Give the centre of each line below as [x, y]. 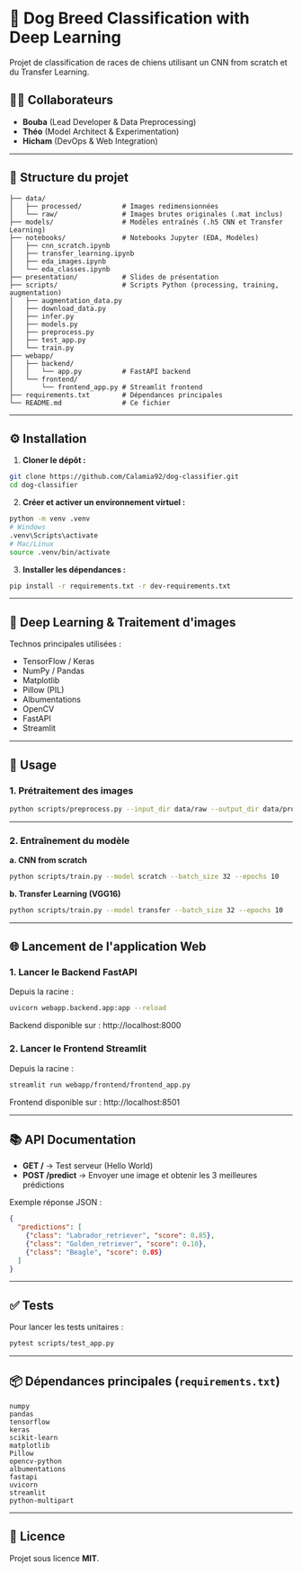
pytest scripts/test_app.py [62, 1344]
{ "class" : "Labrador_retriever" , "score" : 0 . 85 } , [120, 1236]
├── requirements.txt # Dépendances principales [116, 395]
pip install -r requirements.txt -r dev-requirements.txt [120, 586]
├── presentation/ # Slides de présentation [114, 277]
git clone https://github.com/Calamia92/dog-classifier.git [124, 477]
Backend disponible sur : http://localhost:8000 [95, 1026]
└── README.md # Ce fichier [90, 403]
